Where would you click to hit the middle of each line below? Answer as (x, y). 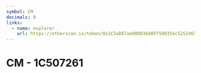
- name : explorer (33, 28)
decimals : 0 (21, 17)
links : (14, 23)
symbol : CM (20, 12)
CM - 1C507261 (45, 63)
